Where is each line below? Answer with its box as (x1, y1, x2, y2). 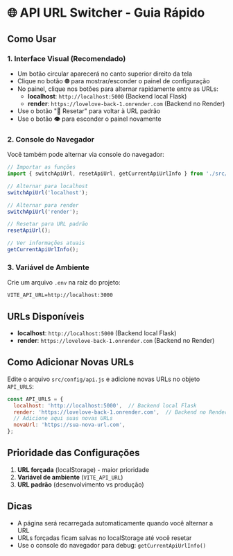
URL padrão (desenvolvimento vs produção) (17, 480, 144, 489)
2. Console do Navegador (7, 134, 95, 144)
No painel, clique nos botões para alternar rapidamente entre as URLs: (17, 85, 218, 93)
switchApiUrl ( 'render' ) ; (7, 208, 79, 215)
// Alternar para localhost (7, 183, 89, 189)
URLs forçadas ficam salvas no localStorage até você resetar (17, 533, 192, 542)
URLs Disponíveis (7, 310, 85, 322)
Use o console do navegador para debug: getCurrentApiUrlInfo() (17, 541, 207, 549)
